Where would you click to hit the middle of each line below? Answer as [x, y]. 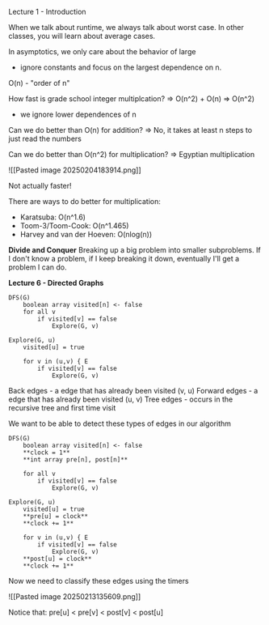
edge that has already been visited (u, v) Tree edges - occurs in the [121, 399]
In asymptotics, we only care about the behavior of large [102, 51]
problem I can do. [38, 267]
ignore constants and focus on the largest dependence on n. [121, 67]
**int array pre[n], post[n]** [76, 460]
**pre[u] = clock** [56, 517]
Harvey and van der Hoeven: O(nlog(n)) [86, 234]
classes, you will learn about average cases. [82, 36]
